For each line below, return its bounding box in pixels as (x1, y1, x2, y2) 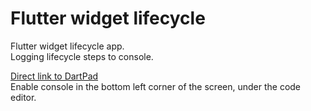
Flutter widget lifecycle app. (10, 40, 125, 52)
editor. (10, 91, 37, 103)
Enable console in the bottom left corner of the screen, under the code (10, 80, 302, 92)
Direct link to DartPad (10, 70, 99, 82)
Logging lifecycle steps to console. (10, 50, 154, 62)
